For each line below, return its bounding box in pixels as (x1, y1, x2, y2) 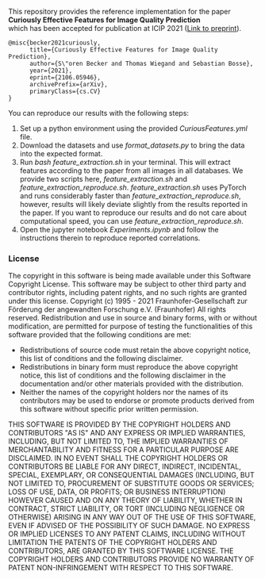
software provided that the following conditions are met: (8, 330, 192, 339)
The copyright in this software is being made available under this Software (8, 271, 252, 281)
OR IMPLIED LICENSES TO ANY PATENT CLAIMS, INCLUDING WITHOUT (8, 529, 246, 539)
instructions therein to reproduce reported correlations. (19, 233, 201, 243)
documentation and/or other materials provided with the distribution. (19, 379, 244, 389)
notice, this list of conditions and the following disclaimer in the (19, 370, 226, 380)
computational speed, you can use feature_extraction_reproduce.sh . (19, 217, 244, 225)
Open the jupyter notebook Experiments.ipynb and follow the (19, 225, 220, 234)
